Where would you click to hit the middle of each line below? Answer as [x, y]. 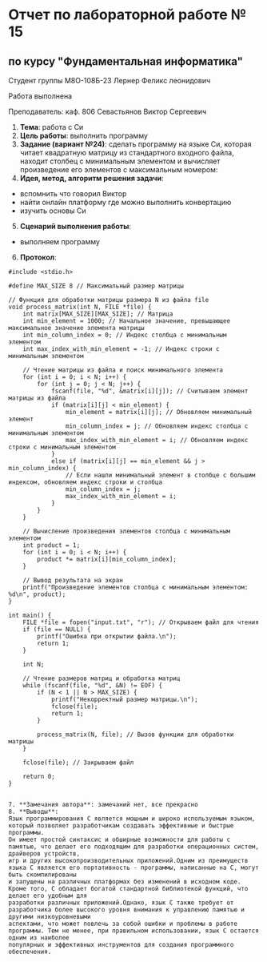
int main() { [30, 615]
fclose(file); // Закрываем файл [78, 763]
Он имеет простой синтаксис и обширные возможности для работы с [119, 839]
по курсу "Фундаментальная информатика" [126, 61]
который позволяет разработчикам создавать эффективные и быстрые [121, 826]
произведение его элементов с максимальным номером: [119, 169]
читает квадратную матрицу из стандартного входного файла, [127, 153]
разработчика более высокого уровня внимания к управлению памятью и [127, 910]
